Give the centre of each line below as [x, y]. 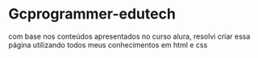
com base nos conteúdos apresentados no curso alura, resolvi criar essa [129, 36]
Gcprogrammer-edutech [92, 14]
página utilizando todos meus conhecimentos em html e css [108, 44]
